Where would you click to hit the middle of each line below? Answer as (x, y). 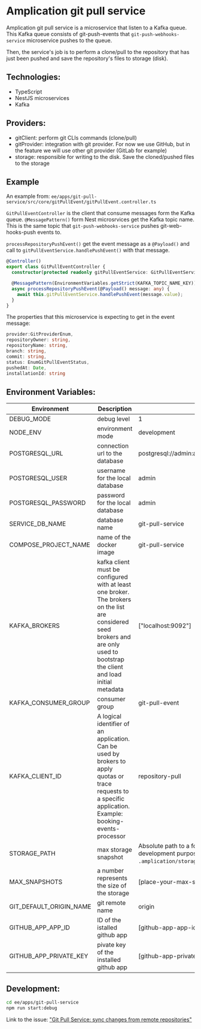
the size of (112, 886)
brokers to (112, 761)
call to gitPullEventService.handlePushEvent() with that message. (88, 251)
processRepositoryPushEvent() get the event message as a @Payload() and (98, 244)
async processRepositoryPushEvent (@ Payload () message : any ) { (91, 289)
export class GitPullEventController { (56, 267)
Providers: (26, 123)
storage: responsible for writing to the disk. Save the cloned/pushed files (104, 156)
